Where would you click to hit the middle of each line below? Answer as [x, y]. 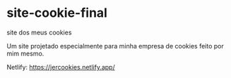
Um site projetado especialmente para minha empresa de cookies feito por [115, 46]
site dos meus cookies [39, 32]
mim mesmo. [25, 53]
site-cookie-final [57, 13]
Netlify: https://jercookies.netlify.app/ [61, 67]
